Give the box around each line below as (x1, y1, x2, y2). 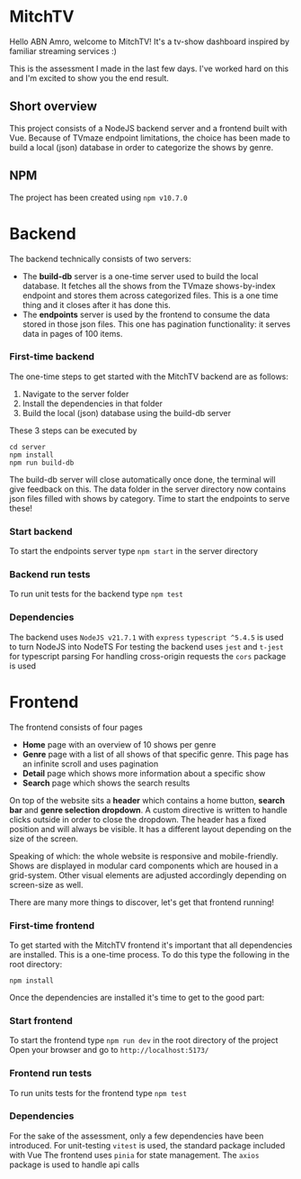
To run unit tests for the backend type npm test (9, 588, 184, 600)
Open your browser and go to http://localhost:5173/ (9, 1045, 209, 1056)
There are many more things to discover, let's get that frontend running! (9, 896, 275, 907)
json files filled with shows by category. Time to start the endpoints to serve (9, 493, 290, 503)
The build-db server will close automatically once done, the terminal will (9, 474, 276, 485)
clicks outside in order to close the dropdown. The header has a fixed (9, 813, 267, 825)
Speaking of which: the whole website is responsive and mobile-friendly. (9, 850, 279, 861)
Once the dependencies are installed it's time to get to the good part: (9, 992, 265, 1002)
